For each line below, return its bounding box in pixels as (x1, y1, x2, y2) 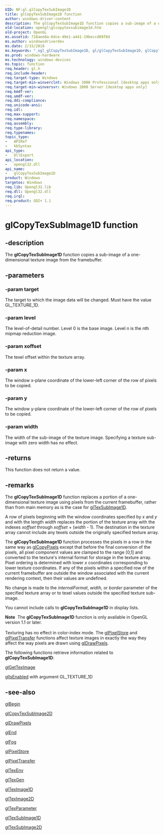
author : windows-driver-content (5, 16, 71, 21)
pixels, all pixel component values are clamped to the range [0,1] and (5, 549, 143, 556)
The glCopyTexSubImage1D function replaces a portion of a (5, 494, 127, 500)
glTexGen (5, 777, 24, 783)
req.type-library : (5, 125, 42, 130)
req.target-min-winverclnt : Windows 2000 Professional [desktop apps (5, 80, 150, 85)
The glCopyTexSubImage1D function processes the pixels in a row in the (5, 539, 152, 545)
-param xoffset (5, 343, 41, 350)
